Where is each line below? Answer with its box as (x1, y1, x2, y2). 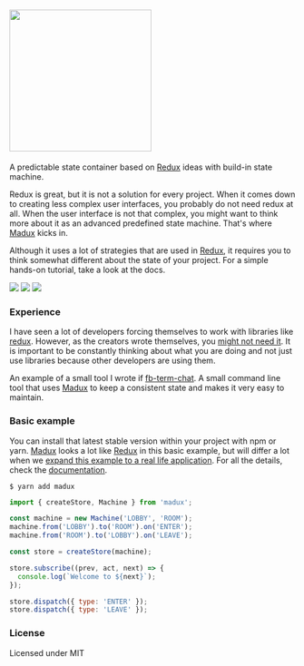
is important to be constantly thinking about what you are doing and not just (9, 346, 293, 357)
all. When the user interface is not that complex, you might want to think (9, 208, 279, 219)
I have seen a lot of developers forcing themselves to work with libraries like (9, 327, 294, 338)
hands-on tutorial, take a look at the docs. (9, 264, 166, 275)
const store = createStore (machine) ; (9, 547, 152, 557)
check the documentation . (9, 464, 108, 475)
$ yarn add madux (9, 482, 75, 491)
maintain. (9, 392, 44, 403)
